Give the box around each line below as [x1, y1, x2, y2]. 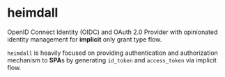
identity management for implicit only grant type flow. [7, 35, 162, 43]
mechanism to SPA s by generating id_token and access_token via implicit [7, 55, 217, 64]
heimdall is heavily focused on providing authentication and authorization [7, 49, 218, 57]
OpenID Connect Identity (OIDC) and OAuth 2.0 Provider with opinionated [7, 28, 218, 36]
